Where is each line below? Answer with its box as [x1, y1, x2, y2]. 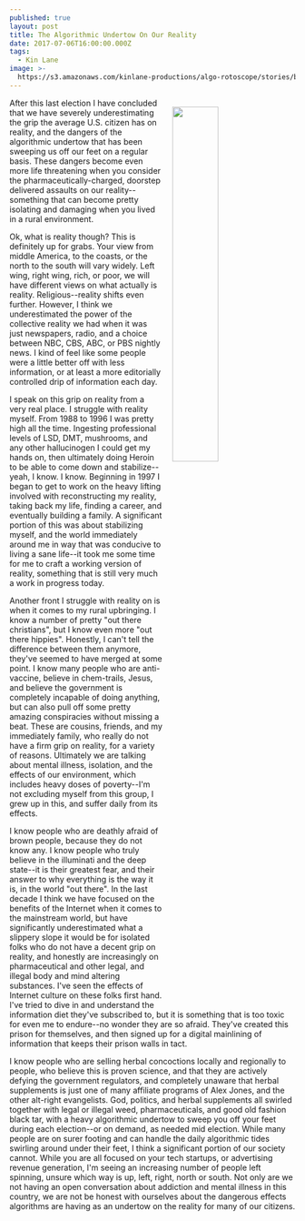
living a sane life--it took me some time [9, 548, 156, 560]
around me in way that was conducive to [9, 539, 162, 550]
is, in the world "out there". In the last [9, 883, 148, 894]
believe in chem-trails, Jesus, [43, 672, 153, 683]
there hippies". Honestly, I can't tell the [9, 633, 154, 644]
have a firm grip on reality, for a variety [9, 740, 155, 751]
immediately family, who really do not [9, 730, 150, 742]
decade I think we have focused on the [9, 893, 155, 903]
